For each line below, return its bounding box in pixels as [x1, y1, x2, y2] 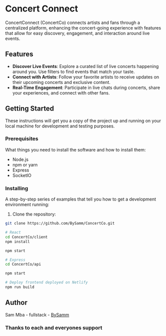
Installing [5, 184, 28, 191]
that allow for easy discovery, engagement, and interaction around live [5, 30, 150, 36]
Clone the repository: [12, 211, 56, 217]
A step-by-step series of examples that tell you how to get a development [5, 196, 156, 202]
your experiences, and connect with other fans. [12, 89, 110, 95]
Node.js [12, 156, 29, 162]
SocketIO [12, 172, 31, 178]
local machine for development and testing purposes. [5, 123, 115, 129]
